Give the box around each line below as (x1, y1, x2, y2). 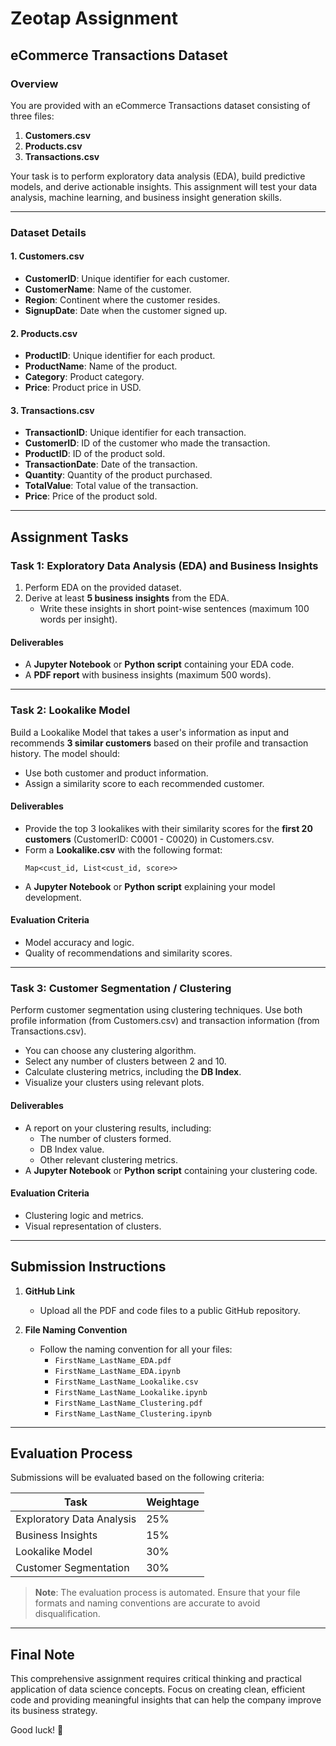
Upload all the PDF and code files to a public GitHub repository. (39, 1304, 301, 1316)
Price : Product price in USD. (24, 382, 142, 394)
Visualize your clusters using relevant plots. (24, 1077, 205, 1089)
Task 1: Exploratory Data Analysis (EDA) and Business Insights (10, 558, 319, 572)
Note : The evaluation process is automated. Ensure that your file (34, 1587, 301, 1599)
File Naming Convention (24, 1323, 128, 1336)
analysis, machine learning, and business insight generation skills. (10, 191, 282, 203)
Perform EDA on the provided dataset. (24, 582, 182, 594)
